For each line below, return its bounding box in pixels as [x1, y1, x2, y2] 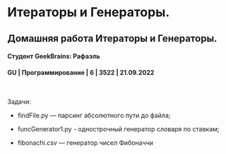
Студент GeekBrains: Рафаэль [7, 52, 100, 61]
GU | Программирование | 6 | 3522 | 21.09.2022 [7, 68, 155, 76]
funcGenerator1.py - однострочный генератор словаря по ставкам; [17, 125, 220, 134]
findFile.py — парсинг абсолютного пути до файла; [17, 111, 171, 120]
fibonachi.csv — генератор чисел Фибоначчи [17, 138, 154, 147]
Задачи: [7, 97, 32, 106]
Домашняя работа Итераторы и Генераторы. [7, 32, 218, 45]
